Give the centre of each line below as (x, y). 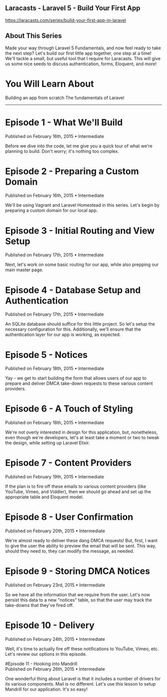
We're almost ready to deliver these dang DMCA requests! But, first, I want (82, 541)
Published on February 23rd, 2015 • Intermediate (55, 585)
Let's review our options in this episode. (46, 654)
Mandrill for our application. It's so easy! (46, 689)
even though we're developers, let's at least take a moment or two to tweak (82, 438)
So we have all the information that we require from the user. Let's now (78, 595)
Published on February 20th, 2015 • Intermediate (55, 531)
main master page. (24, 270)
